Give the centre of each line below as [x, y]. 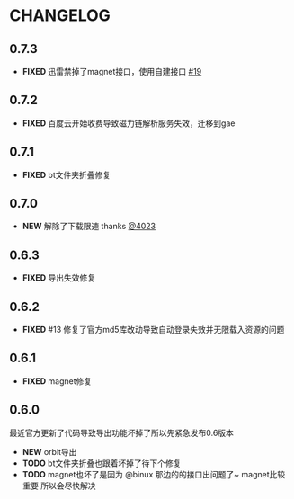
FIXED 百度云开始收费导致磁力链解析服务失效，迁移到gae [129, 123]
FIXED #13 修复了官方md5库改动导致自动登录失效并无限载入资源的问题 [153, 330]
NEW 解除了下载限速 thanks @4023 [89, 227]
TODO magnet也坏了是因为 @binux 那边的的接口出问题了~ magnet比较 [154, 474]
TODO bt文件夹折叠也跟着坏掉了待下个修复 [102, 463]
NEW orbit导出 [49, 451]
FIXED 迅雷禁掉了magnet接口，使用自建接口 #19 [112, 71]
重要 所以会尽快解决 [59, 486]
